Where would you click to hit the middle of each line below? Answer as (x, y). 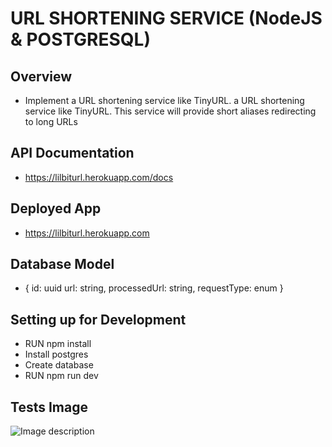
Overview (41, 76)
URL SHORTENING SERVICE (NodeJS (166, 18)
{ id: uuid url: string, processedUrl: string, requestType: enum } (154, 288)
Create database (59, 365)
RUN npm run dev (61, 376)
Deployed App (56, 208)
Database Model (62, 264)
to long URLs (51, 121)
